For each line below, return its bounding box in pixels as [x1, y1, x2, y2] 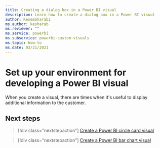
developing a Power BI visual [5, 77, 129, 89]
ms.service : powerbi [5, 31, 49, 36]
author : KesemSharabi [5, 17, 51, 22]
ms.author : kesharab [5, 21, 49, 27]
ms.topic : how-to [5, 40, 42, 45]
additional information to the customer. [5, 100, 86, 106]
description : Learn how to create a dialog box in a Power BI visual [5, 12, 155, 17]
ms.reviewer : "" [5, 26, 39, 31]
